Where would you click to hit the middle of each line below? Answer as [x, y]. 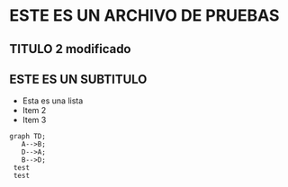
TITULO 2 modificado [70, 49]
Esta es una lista [53, 101]
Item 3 [34, 120]
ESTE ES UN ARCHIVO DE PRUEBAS [144, 16]
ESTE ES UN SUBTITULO [78, 79]
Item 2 [34, 111]
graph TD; [28, 137]
